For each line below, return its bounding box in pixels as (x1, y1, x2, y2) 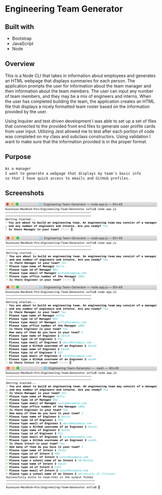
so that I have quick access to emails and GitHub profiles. (5, 176, 131, 181)
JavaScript (12, 41, 34, 46)
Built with (5, 23, 34, 31)
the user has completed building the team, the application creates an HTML (5, 98, 155, 104)
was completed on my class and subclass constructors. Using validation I (5, 133, 151, 139)
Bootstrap (12, 35, 32, 41)
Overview (5, 60, 35, 68)
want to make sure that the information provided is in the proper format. (5, 139, 148, 144)
